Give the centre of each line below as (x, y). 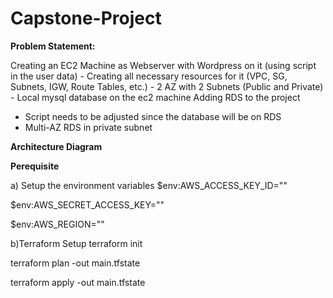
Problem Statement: (53, 46)
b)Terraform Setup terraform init (76, 243)
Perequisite (35, 166)
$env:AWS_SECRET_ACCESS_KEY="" (87, 204)
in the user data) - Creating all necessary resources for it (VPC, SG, (149, 76)
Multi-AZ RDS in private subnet (88, 127)
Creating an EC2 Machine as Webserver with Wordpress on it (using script (163, 65)
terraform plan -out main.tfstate (75, 263)
